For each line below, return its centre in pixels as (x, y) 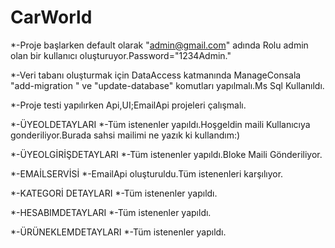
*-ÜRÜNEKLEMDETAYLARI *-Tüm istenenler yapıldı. (118, 232)
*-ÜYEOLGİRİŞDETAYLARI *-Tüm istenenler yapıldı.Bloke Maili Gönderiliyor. (166, 154)
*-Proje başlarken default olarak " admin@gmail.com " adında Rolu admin (159, 45)
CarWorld (51, 17)
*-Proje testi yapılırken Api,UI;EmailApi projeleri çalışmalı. (128, 105)
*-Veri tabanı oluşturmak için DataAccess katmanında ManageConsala (156, 75)
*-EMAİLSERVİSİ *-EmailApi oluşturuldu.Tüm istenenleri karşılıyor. (147, 173)
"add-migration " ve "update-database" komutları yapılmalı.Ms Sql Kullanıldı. (167, 85)
